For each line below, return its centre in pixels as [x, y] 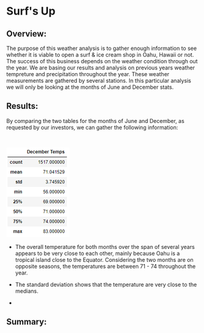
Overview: [26, 34]
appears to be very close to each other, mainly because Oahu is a [97, 253]
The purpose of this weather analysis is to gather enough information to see [101, 48]
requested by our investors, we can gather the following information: [92, 127]
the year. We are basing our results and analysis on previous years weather [100, 68]
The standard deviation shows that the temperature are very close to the [106, 284]
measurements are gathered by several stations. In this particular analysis [99, 81]
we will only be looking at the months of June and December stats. [90, 87]
